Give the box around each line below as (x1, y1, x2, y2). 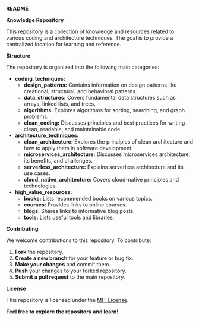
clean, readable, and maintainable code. (23, 126, 122, 132)
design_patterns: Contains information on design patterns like (23, 81, 177, 88)
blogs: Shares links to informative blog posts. (23, 208, 135, 214)
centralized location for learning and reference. (6, 41, 122, 47)
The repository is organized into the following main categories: (6, 63, 159, 71)
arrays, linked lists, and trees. (23, 100, 96, 107)
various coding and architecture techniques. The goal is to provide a (6, 34, 173, 41)
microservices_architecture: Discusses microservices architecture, (23, 151, 191, 158)
